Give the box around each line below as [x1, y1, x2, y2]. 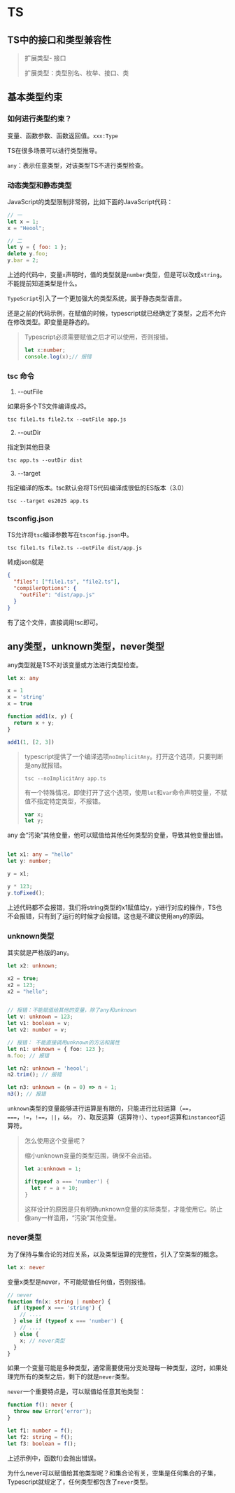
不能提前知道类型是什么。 [7, 279, 81, 288]
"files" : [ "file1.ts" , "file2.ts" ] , [13, 578, 120, 586]
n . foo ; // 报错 [7, 1052, 50, 1059]
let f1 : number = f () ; [7, 1427, 73, 1435]
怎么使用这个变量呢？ [24, 1137, 86, 1145]
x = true [7, 700, 33, 707]
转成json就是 [7, 558, 44, 566]
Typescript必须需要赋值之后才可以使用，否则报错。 [24, 333, 172, 341]
